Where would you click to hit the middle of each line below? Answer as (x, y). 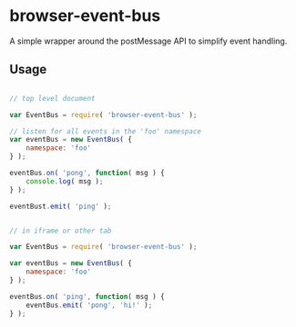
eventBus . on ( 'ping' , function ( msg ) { (87, 296)
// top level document (52, 98)
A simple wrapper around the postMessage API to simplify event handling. (148, 41)
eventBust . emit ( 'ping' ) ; (61, 206)
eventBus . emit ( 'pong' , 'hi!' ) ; (89, 305)
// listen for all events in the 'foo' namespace (106, 131)
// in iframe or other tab (61, 231)
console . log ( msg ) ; (65, 181)
